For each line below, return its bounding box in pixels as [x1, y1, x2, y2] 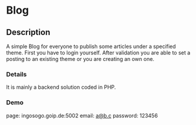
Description [6, 27, 50, 37]
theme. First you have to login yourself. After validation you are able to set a [6, 49, 191, 56]
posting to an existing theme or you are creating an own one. [6, 56, 155, 62]
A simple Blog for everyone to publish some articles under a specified [6, 43, 176, 50]
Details [6, 70, 27, 78]
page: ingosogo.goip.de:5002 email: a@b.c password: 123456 [6, 112, 158, 119]
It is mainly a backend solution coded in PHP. [6, 84, 117, 91]
